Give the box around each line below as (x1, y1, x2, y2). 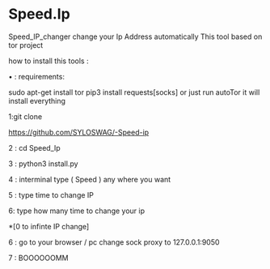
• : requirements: (8, 71, 65, 81)
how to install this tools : (8, 56, 89, 66)
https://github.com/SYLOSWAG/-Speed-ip (8, 127, 150, 137)
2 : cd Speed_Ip (8, 143, 61, 152)
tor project (8, 40, 44, 49)
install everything (8, 96, 66, 105)
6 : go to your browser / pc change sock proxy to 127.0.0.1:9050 (8, 237, 220, 247)
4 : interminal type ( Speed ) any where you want (8, 174, 171, 184)
